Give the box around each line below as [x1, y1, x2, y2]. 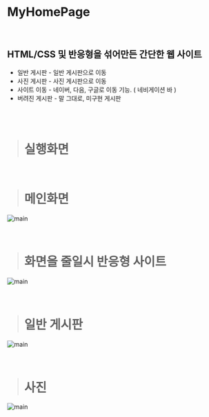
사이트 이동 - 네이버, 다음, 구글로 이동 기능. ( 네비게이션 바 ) [17, 85, 177, 94]
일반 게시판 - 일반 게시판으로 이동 [17, 68, 107, 77]
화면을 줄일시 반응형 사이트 [23, 254, 167, 269]
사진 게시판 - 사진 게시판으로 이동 [17, 77, 107, 85]
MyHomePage [7, 4, 91, 20]
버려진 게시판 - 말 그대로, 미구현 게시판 [17, 94, 121, 102]
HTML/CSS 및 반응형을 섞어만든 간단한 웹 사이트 [7, 49, 202, 61]
